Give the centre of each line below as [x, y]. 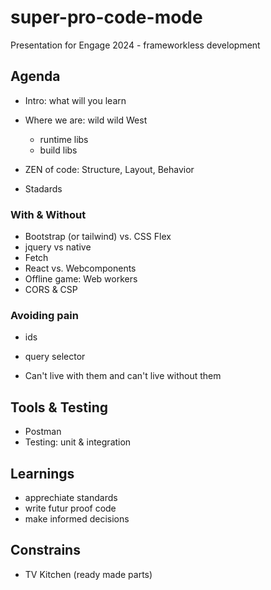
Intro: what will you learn [75, 100]
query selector [55, 357]
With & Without [48, 214]
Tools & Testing [59, 407]
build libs [58, 150]
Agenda [35, 76]
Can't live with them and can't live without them [123, 376]
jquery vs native [58, 247]
